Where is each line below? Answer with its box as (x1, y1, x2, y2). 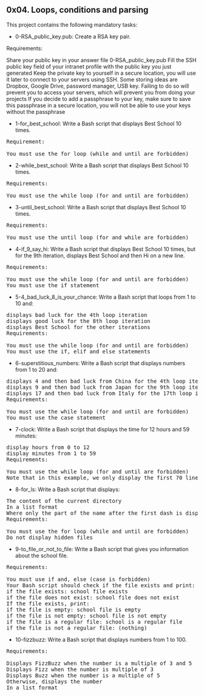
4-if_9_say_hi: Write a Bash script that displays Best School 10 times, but (15, 245, 196, 252)
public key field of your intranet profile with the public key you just (6, 63, 172, 70)
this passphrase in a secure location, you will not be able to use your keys (6, 102, 191, 109)
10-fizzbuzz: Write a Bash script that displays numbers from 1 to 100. (15, 636, 187, 643)
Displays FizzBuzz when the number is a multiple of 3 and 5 (6, 659, 192, 667)
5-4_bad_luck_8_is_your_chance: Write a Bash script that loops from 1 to (15, 293, 196, 301)
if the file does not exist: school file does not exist (6, 594, 180, 601)
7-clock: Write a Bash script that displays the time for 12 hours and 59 (15, 425, 190, 433)
